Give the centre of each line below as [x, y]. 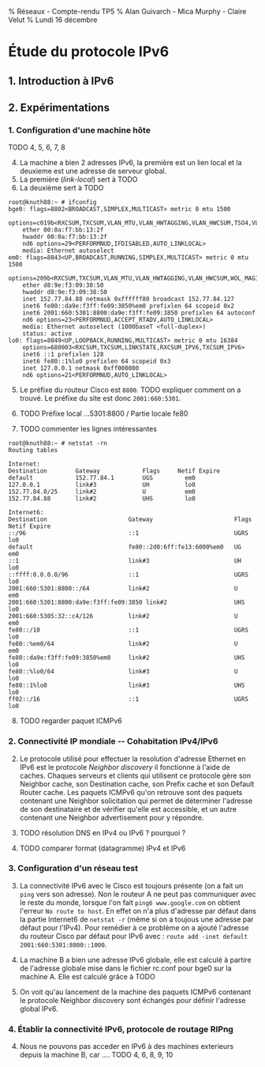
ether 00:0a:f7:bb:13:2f [63, 230]
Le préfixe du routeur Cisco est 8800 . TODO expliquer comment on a [130, 390]
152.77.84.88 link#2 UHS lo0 [102, 499]
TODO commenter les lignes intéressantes [88, 429]
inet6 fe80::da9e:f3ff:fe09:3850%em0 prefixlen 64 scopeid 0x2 [129, 306]
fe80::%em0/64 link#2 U [123, 644]
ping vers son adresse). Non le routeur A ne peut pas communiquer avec [138, 894]
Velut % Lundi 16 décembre [53, 20]
